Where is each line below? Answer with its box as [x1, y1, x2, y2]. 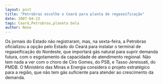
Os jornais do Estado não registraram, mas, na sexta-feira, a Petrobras [5, 38, 146, 44]
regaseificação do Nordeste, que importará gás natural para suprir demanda [5, 49, 158, 55]
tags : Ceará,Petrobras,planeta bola [5, 20, 79, 26]
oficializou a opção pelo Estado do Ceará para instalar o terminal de [5, 44, 141, 50]
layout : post [5, 7, 32, 12]
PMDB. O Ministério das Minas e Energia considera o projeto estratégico [5, 64, 150, 70]
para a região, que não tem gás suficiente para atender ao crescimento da [5, 69, 154, 75]
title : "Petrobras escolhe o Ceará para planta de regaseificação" [5, 12, 145, 17]
